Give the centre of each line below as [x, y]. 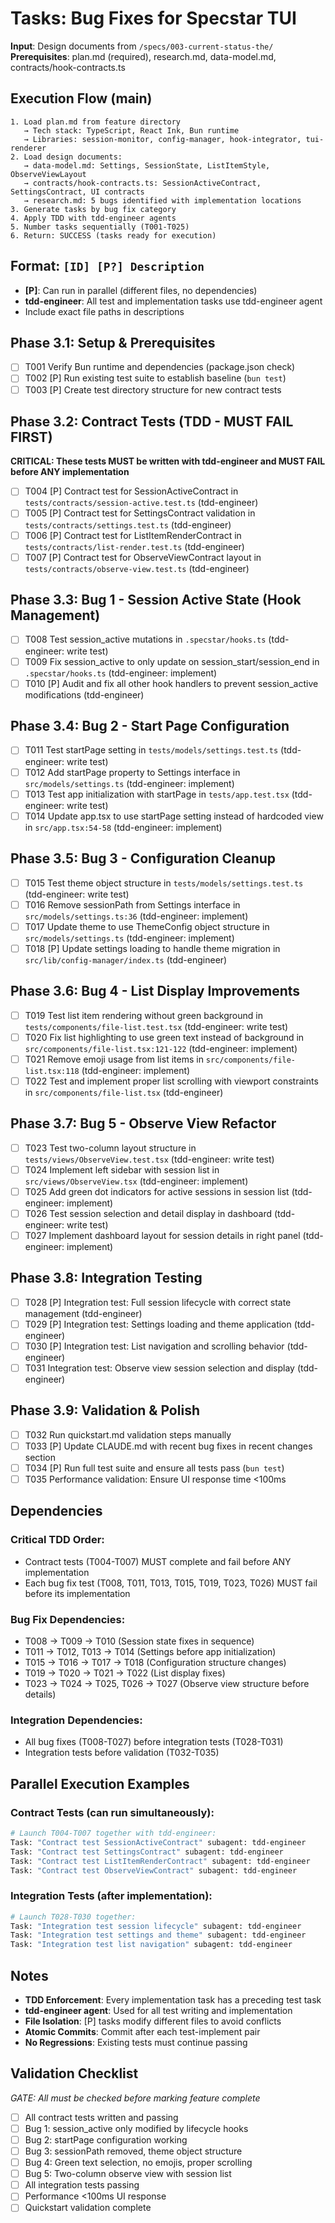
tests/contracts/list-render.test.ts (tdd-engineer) [134, 546]
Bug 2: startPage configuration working [106, 2139]
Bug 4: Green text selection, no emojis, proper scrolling [138, 2163]
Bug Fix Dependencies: [68, 1619]
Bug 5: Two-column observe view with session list [128, 2174]
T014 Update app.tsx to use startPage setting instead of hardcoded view [174, 816]
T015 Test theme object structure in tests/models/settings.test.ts [164, 883]
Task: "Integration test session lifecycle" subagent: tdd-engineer [156, 1926]
